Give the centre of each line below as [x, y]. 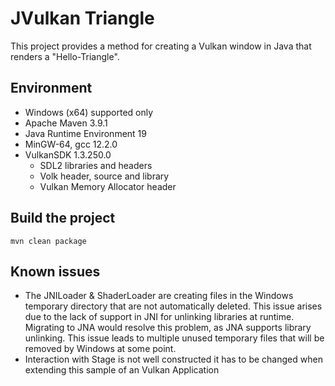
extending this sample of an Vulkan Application [122, 370]
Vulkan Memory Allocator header [108, 186]
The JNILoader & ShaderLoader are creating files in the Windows [159, 296]
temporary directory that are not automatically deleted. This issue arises [173, 306]
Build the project [63, 218]
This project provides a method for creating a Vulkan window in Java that [161, 46]
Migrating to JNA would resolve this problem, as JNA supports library [168, 328]
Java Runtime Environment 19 [85, 133]
